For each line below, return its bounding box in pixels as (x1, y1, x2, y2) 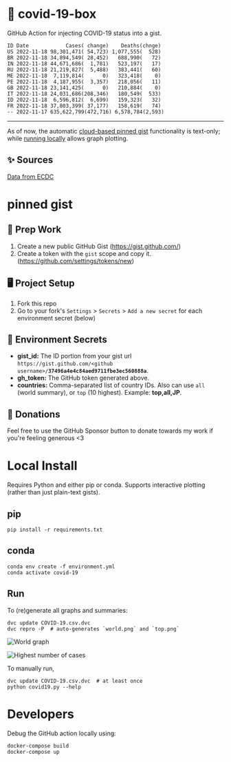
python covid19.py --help (7, 684, 81, 690)
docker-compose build (7, 742, 69, 749)
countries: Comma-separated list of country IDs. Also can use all (16, 381, 205, 389)
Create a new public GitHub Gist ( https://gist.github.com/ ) (16, 242, 181, 250)
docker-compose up (7, 748, 60, 755)
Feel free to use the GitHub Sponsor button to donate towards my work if (7, 426, 214, 435)
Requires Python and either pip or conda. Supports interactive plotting (7, 481, 206, 489)
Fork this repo (16, 299, 57, 307)
